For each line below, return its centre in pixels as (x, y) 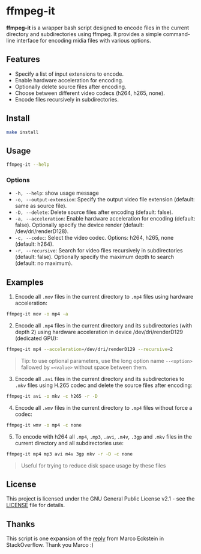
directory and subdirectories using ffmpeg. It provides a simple (84, 34)
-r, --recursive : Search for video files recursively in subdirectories (99, 251)
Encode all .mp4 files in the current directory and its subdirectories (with (103, 326)
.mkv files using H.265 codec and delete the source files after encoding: (103, 385)
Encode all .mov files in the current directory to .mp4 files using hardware (104, 297)
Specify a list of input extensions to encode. (69, 74)
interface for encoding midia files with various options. (84, 40)
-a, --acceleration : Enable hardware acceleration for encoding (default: (105, 219)
